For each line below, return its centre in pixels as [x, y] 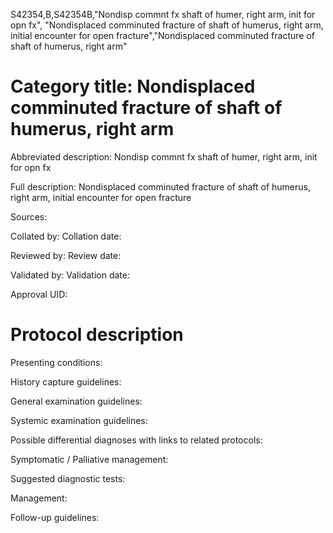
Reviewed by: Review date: [66, 255]
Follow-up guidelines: [55, 517]
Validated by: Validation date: [70, 275]
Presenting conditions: [56, 362]
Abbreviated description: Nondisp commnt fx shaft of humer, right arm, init [164, 156]
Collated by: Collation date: [66, 236]
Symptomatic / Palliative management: [89, 459]
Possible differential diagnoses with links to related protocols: [136, 440]
